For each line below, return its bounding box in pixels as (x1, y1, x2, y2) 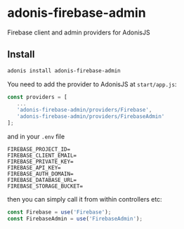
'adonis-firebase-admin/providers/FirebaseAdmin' (16, 113, 165, 120)
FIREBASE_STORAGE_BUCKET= (7, 183, 83, 190)
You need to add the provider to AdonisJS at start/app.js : (7, 79, 177, 89)
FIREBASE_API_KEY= (7, 164, 61, 171)
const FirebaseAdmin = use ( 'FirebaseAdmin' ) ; (7, 215, 143, 222)
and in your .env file (7, 132, 65, 140)
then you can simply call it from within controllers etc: (7, 195, 163, 203)
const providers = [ (7, 93, 68, 100)
